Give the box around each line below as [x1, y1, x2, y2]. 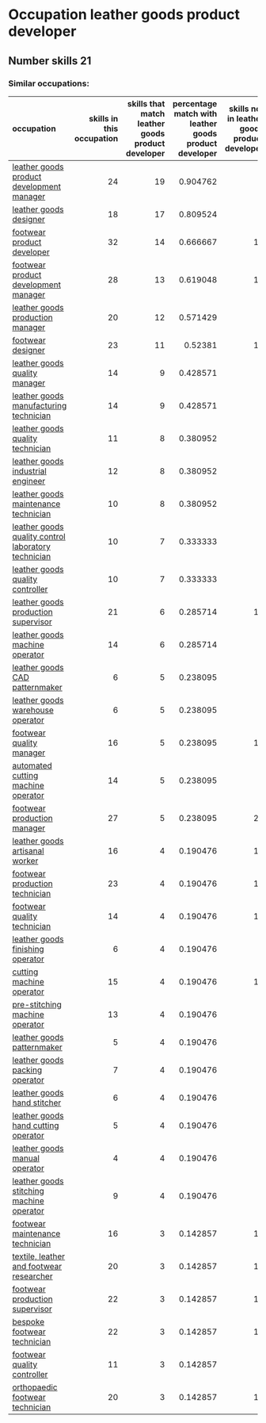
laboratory [12, 541, 51, 552]
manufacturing [12, 400, 67, 411]
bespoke [12, 1316, 45, 1327]
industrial [12, 466, 47, 477]
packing [12, 1064, 42, 1076]
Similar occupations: [8, 78, 89, 89]
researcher [12, 1271, 53, 1282]
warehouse [12, 704, 54, 715]
